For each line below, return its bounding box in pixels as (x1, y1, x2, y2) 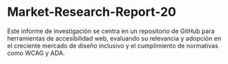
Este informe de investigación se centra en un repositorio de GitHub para (7, 27, 216, 35)
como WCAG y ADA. (7, 49, 66, 57)
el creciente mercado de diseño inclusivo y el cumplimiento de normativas (7, 41, 219, 50)
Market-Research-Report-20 (7, 4, 177, 20)
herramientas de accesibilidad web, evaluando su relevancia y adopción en (7, 34, 222, 42)
